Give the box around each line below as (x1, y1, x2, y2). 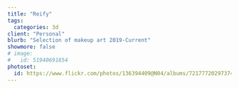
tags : (7, 17, 23, 24)
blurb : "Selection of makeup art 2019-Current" (7, 37, 152, 44)
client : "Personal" (7, 30, 65, 38)
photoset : (7, 63, 37, 70)
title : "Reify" (7, 10, 53, 18)
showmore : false (7, 43, 55, 50)
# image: (7, 50, 33, 57)
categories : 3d (14, 23, 59, 31)
